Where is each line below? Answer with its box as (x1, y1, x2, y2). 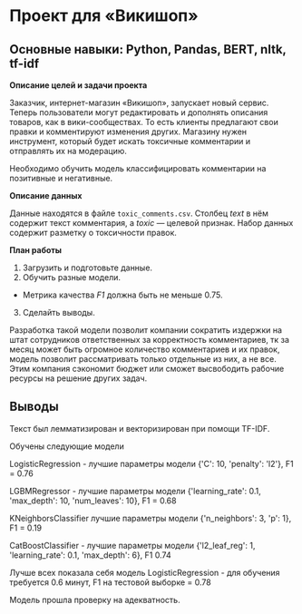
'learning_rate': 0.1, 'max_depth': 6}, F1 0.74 (9, 550, 171, 560)
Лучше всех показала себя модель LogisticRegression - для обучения (9, 567, 280, 578)
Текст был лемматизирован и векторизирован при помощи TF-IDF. (9, 423, 270, 434)
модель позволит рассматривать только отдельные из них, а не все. (9, 354, 277, 364)
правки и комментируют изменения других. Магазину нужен (9, 126, 248, 137)
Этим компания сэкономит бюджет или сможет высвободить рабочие (9, 364, 285, 374)
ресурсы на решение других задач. (9, 373, 148, 384)
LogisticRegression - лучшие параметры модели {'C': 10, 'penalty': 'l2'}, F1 (9, 458, 294, 469)
